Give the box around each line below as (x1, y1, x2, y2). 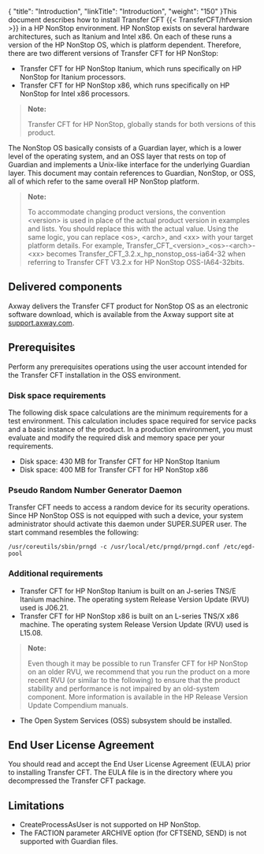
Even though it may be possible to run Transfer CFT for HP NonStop (27, 658, 248, 668)
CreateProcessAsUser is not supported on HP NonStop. (19, 820, 201, 830)
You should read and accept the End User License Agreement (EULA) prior (8, 759, 251, 769)
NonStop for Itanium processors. (19, 73, 126, 81)
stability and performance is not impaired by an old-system (27, 684, 220, 693)
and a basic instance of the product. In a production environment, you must (8, 424, 253, 434)
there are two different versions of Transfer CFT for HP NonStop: (8, 49, 219, 58)
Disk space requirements (8, 390, 106, 401)
